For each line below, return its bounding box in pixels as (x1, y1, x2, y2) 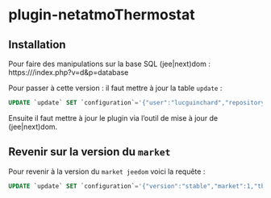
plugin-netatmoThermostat (8, 6, 195, 24)
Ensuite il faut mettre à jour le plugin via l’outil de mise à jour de (8, 113, 219, 122)
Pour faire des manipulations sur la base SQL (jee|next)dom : (8, 59, 211, 68)
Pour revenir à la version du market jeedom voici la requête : (8, 167, 206, 176)
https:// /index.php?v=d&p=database (8, 68, 129, 77)
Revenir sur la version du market (8, 145, 171, 159)
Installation (8, 38, 66, 52)
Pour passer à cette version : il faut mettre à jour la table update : (8, 83, 223, 93)
